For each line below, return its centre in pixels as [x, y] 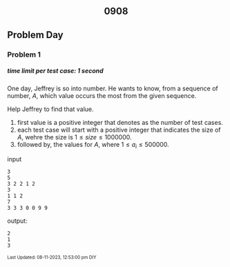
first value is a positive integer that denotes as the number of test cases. [120, 122]
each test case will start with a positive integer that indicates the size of [119, 130]
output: [17, 221]
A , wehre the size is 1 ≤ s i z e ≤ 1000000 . [75, 137]
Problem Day [35, 35]
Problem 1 [24, 55]
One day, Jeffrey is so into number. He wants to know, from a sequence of [113, 88]
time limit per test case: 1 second [55, 71]
